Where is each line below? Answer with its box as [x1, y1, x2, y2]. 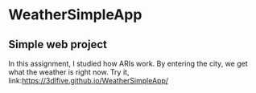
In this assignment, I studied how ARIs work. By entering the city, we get [8, 59, 248, 68]
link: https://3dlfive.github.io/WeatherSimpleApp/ [8, 76, 169, 85]
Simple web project [8, 38, 107, 51]
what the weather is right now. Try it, [8, 67, 130, 77]
